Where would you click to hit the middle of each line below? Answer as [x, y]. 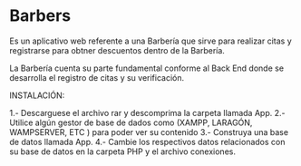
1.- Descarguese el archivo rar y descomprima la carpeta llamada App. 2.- [147, 112]
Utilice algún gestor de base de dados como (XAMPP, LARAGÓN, [131, 122]
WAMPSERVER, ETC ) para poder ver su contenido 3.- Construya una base [149, 132]
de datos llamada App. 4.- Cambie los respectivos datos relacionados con [147, 142]
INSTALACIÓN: [37, 95]
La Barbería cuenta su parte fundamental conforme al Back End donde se [146, 68]
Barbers [40, 16]
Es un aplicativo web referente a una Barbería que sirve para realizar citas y [150, 41]
